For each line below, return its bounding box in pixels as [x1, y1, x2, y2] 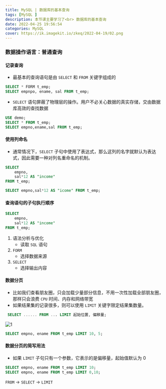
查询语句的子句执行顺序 [5, 199, 54, 205]
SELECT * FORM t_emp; [5, 84, 51, 90]
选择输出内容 [20, 265, 47, 271]
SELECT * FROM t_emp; [5, 120, 51, 125]
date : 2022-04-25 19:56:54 [5, 21, 62, 27]
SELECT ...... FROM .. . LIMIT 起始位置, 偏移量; [7, 312, 107, 317]
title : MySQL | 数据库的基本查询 [5, 7, 70, 13]
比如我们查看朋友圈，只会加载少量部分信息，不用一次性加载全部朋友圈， [12, 289, 163, 295]
